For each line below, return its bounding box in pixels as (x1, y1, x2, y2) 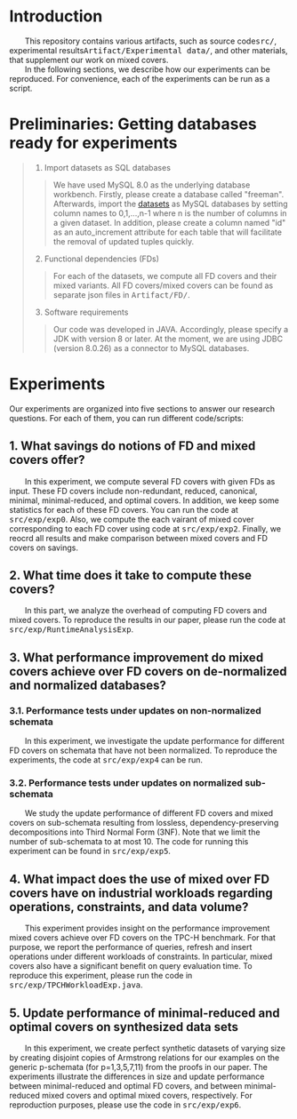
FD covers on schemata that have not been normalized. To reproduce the (9, 745, 277, 756)
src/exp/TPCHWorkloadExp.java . (9, 979, 144, 990)
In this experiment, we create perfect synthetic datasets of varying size (25, 1043, 286, 1054)
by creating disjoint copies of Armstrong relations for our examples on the (9, 1052, 280, 1063)
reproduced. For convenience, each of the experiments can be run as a (9, 73, 270, 84)
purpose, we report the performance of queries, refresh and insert (9, 942, 253, 953)
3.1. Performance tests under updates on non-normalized (9, 704, 262, 716)
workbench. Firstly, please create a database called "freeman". (52, 188, 285, 199)
